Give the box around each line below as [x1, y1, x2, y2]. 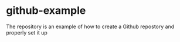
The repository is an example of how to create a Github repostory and [6, 23, 175, 30]
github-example [6, 4, 86, 17]
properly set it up [6, 29, 48, 36]
